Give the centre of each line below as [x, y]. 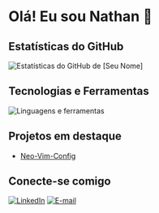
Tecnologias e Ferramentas [79, 91]
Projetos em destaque [65, 136]
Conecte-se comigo [60, 181]
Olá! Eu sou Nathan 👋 [80, 17]
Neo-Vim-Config [48, 155]
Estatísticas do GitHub [66, 47]
